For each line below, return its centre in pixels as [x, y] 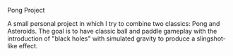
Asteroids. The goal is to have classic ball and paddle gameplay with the [112, 31]
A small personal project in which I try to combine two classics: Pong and [114, 23]
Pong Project [26, 10]
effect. [28, 46]
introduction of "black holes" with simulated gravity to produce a [101, 38]
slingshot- [211, 38]
